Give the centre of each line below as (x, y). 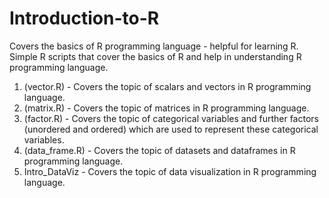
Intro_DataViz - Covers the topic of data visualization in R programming (170, 171)
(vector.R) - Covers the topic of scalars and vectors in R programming (167, 86)
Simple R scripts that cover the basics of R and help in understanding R (155, 56)
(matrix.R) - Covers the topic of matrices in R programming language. (166, 108)
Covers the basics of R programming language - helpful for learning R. (154, 46)
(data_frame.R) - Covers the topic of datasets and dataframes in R (159, 150)
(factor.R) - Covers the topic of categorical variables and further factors (171, 118)
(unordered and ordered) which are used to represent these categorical (171, 129)
